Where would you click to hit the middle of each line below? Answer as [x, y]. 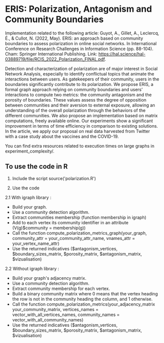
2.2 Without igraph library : [32, 268]
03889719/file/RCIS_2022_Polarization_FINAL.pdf [55, 59]
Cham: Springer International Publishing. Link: [51, 54]
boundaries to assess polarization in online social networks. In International [81, 43]
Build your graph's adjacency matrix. [49, 278]
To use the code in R [36, 167]
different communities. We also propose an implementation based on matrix [82, 115]
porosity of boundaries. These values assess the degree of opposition [76, 100]
